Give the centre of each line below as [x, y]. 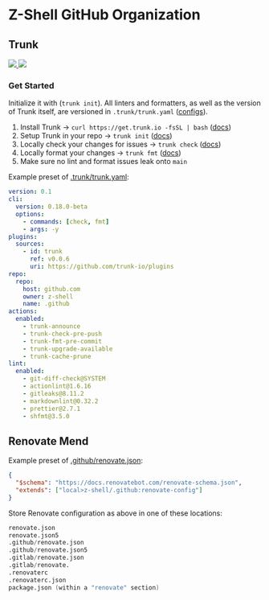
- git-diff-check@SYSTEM [64, 379]
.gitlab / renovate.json [46, 558]
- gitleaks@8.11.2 [53, 393]
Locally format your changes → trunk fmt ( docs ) [101, 153]
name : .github [46, 304]
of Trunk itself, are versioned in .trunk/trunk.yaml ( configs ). [108, 112]
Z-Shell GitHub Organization [104, 15]
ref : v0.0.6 [49, 259]
